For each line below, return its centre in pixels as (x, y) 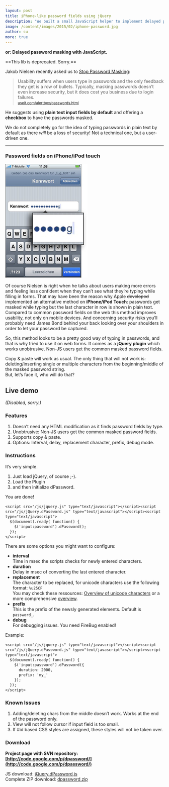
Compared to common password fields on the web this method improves (81, 313)
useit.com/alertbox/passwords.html (48, 103)
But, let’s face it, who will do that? (40, 375)
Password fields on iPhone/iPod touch (53, 156)
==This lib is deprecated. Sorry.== (41, 62)
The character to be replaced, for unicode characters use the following (86, 582)
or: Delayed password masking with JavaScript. (56, 52)
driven (12, 138)
